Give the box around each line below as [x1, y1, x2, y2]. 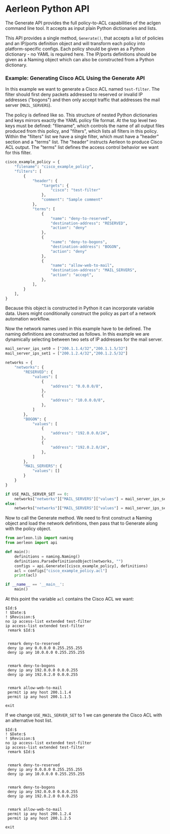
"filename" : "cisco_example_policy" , [14, 164, 94, 170]
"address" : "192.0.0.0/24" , [50, 431, 110, 436]
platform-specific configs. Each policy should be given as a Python [5, 46, 145, 52]
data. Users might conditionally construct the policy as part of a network [5, 310, 156, 316]
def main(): [5, 549, 30, 554]
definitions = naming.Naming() [14, 554, 80, 559]
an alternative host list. [5, 718, 53, 724]
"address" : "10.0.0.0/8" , [50, 398, 105, 403]
